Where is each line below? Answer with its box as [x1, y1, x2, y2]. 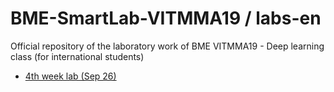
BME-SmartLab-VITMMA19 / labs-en [10, 7, 322, 30]
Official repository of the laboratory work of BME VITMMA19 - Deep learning [10, 40, 325, 52]
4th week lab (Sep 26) [24, 70, 117, 82]
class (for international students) [10, 50, 145, 62]
